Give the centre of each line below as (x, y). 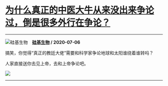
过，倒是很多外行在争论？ (58, 23)
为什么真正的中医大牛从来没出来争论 (80, 10)
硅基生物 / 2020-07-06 (56, 42)
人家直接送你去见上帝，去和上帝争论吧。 (47, 63)
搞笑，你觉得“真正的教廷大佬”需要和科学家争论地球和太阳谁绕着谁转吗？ (79, 52)
